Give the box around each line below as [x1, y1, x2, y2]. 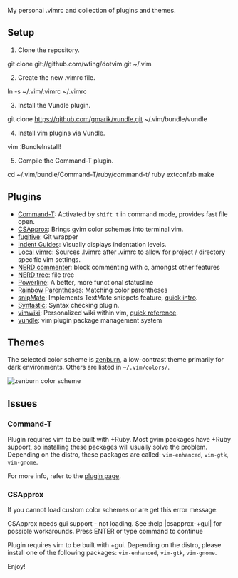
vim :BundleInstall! [7, 142, 62, 151]
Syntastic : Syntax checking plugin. [17, 300, 120, 309]
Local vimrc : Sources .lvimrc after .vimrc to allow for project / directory [17, 248, 226, 256]
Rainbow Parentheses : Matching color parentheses [17, 285, 168, 294]
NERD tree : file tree [17, 270, 75, 279]
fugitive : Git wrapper [17, 232, 78, 241]
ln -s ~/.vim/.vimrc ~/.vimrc [7, 87, 88, 96]
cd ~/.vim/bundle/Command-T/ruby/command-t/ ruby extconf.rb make [7, 170, 214, 178]
